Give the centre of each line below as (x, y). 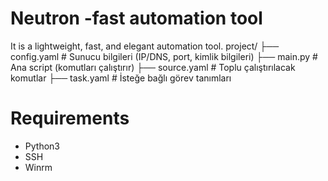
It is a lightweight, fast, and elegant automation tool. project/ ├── (145, 46)
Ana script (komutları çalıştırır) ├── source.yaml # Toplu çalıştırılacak (153, 67)
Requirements (70, 118)
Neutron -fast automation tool (136, 18)
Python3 (42, 146)
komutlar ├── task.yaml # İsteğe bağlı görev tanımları (121, 78)
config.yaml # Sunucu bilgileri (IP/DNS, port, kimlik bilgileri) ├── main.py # (164, 56)
